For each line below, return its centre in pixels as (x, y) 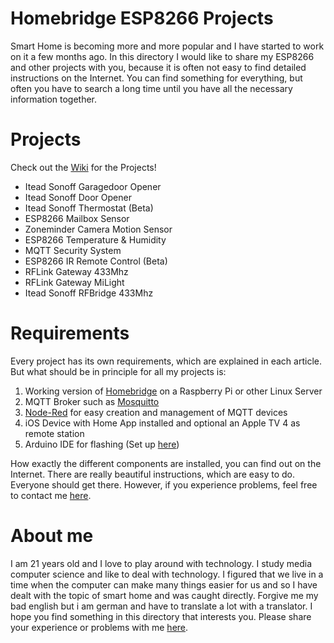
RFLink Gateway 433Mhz (76, 271)
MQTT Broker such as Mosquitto (92, 401)
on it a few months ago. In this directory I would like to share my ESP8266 (162, 56)
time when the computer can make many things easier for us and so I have (164, 584)
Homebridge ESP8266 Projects (142, 18)
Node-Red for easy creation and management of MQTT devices (156, 412)
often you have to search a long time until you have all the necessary (151, 88)
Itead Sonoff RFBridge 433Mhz (89, 293)
